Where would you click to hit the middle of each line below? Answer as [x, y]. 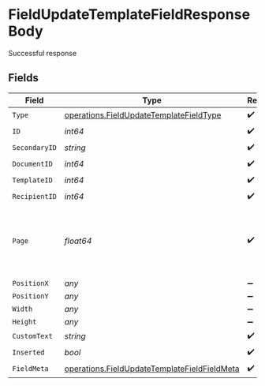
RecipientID [35, 197]
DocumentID [32, 164]
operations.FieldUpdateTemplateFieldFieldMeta [152, 369]
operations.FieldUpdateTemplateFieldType [143, 115]
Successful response [43, 53]
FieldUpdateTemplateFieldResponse [129, 15]
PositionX [30, 283]
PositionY [30, 296]
